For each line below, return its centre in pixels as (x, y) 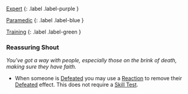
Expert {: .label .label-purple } (43, 9)
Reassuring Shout (33, 47)
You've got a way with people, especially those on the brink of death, (92, 60)
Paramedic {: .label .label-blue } (45, 20)
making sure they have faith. (41, 67)
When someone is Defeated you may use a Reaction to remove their (98, 78)
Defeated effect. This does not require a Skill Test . (76, 85)
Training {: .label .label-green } (44, 32)
